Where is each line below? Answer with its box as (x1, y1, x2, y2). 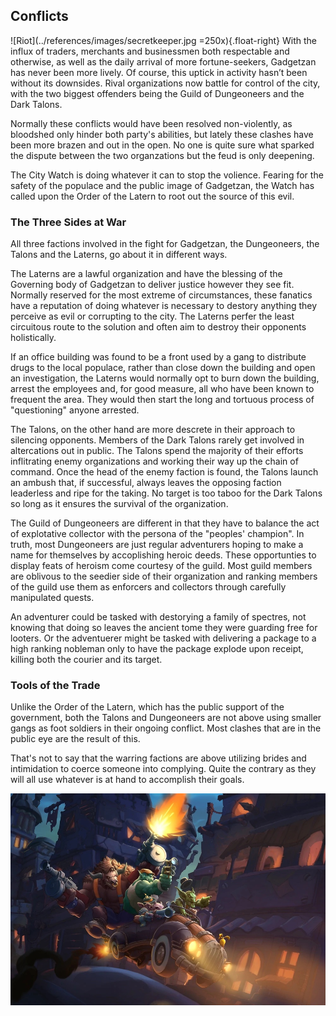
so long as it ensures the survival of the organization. (10, 498, 229, 510)
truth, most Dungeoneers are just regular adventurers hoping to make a (10, 539, 304, 551)
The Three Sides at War (10, 215, 127, 229)
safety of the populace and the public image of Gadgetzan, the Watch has (10, 179, 315, 191)
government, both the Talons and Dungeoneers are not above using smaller (10, 712, 322, 724)
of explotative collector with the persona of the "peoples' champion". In (10, 528, 305, 540)
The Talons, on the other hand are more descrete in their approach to (10, 424, 296, 436)
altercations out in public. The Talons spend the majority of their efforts (10, 445, 304, 457)
